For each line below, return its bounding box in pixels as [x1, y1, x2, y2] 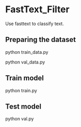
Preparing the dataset [5, 35, 76, 44]
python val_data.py [5, 59, 45, 65]
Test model [5, 102, 42, 111]
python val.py [5, 116, 34, 122]
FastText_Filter [5, 4, 70, 15]
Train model [5, 74, 44, 82]
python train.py [5, 87, 37, 93]
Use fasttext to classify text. [5, 20, 64, 27]
